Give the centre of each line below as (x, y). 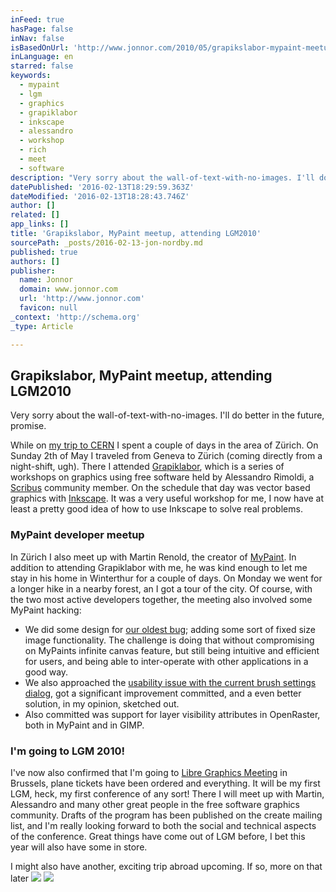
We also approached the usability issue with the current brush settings (170, 682)
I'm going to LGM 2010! (68, 751)
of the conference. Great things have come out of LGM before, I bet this (158, 836)
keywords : (31, 76)
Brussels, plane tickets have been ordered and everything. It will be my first (165, 783)
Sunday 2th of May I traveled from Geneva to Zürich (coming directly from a (166, 456)
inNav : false (37, 38)
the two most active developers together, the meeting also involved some (161, 599)
